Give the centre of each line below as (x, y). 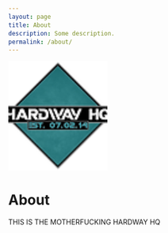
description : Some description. (61, 33)
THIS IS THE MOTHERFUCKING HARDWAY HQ (84, 222)
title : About (30, 25)
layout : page (30, 17)
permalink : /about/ (40, 42)
